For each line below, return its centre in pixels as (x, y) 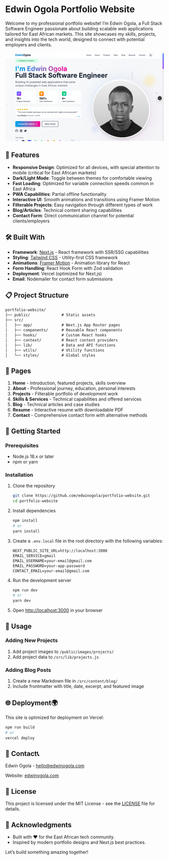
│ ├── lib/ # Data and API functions (60, 346)
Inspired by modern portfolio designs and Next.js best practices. (79, 842)
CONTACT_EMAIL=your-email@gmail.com (51, 571)
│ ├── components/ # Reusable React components (64, 330)
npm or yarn (25, 462)
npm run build (20, 727)
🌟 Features (22, 155)
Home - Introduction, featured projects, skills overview (69, 383)
